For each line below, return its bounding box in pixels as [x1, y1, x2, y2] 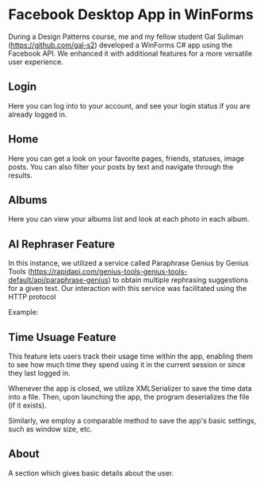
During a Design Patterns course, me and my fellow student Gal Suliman [8, 32, 244, 41]
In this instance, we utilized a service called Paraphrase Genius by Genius [8, 258, 250, 268]
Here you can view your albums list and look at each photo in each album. [8, 214, 250, 224]
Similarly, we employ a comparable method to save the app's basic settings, [8, 416, 256, 425]
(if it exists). [8, 400, 47, 410]
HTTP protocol [8, 292, 56, 302]
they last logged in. [8, 369, 71, 377]
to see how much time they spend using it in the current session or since [8, 360, 246, 369]
